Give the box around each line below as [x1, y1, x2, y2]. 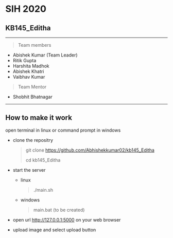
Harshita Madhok [12, 63, 50, 69]
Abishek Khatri [12, 68, 44, 75]
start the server [12, 167, 46, 173]
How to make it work [5, 114, 72, 122]
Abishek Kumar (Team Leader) [12, 52, 78, 58]
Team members [18, 42, 51, 48]
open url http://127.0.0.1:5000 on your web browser [12, 216, 121, 223]
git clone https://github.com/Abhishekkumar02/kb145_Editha [25, 147, 154, 153]
